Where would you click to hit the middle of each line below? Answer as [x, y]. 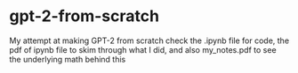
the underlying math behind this [68, 59]
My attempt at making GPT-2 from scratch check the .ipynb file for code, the [149, 40]
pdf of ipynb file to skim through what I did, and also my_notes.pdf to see [143, 49]
